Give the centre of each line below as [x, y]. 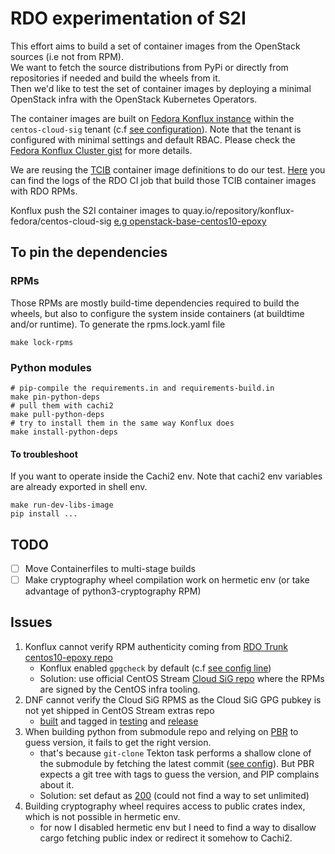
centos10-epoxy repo [68, 657]
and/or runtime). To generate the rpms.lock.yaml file [118, 324]
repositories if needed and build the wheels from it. [115, 78]
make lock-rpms [42, 342]
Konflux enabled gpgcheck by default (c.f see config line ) [155, 668]
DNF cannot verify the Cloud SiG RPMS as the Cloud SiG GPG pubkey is [173, 699]
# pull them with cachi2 [62, 405]
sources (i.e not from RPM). [67, 56]
